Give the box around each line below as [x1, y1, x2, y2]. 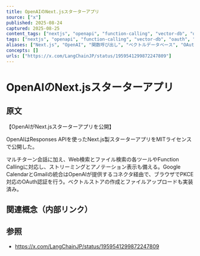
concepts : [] [6, 48, 39, 54]
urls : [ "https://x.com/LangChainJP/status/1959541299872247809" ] [6, 53, 171, 59]
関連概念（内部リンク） [6, 205, 92, 215]
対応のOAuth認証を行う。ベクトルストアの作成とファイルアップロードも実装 [6, 178, 193, 185]
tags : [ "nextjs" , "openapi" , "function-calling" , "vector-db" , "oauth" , [6, 36, 190, 42]
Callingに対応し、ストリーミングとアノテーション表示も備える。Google [6, 163, 181, 170]
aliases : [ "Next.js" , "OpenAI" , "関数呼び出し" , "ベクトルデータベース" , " [6, 42, 184, 48]
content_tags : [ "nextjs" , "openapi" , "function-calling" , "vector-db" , [6, 31, 187, 37]
